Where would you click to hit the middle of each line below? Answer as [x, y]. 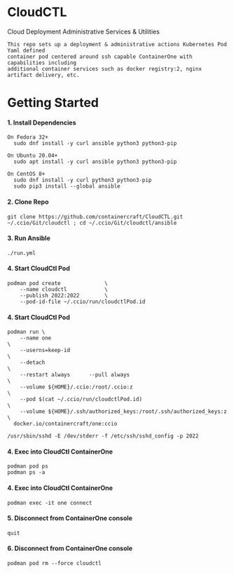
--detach [33, 363]
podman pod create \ [58, 283]
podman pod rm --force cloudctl [54, 563]
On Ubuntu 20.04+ [33, 156]
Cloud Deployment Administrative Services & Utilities [83, 31]
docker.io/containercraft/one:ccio [66, 424]
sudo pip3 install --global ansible [67, 186]
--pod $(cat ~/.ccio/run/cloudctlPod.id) [81, 400]
